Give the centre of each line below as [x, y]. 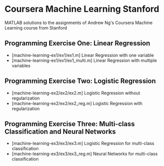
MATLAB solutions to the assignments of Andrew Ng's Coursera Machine [79, 23]
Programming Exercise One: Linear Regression [77, 43]
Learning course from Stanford [36, 28]
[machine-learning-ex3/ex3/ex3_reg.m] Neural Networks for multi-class [85, 154]
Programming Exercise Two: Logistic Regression [80, 81]
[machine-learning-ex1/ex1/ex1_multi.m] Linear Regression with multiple [84, 60]
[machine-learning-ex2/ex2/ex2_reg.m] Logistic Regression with [77, 103]
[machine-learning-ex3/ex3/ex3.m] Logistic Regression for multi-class [83, 143]
